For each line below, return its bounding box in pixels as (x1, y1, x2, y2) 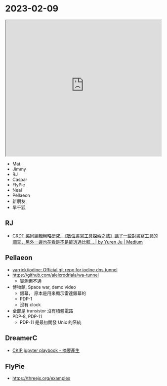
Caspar (12, 176, 28, 182)
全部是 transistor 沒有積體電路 (12, 307, 73, 314)
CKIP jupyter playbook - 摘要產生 (12, 347, 80, 353)
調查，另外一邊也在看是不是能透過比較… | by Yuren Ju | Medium (12, 239, 143, 245)
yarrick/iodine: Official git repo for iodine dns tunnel (12, 266, 118, 272)
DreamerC (5, 334, 38, 342)
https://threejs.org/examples (12, 375, 71, 381)
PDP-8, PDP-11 (12, 313, 42, 319)
